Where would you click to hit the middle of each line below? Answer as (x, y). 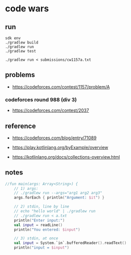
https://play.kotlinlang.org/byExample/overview (60, 147)
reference (20, 126)
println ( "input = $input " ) (42, 248)
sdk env (13, 38)
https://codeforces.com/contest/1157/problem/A (61, 86)
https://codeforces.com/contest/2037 (51, 110)
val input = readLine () (38, 225)
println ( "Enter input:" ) (39, 220)
